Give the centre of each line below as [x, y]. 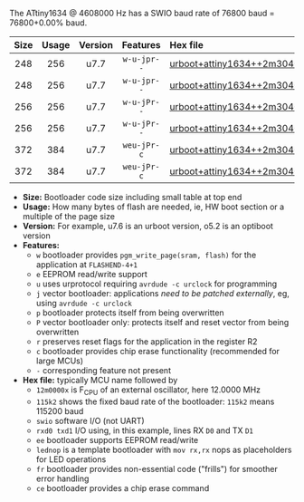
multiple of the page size [69, 216]
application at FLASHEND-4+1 [87, 265]
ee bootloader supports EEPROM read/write [117, 439]
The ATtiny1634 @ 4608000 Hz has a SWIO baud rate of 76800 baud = [142, 13]
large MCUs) [60, 361]
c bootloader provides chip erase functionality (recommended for [158, 351]
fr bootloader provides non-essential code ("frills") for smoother [157, 468]
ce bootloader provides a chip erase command [123, 488]
